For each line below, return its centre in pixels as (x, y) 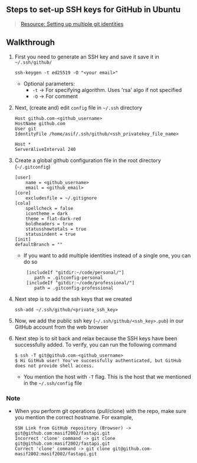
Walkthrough (30, 43)
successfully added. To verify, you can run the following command (96, 344)
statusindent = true (51, 234)
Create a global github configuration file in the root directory (88, 160)
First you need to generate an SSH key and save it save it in (87, 57)
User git (25, 129)
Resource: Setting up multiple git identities (72, 24)
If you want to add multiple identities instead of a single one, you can (107, 255)
